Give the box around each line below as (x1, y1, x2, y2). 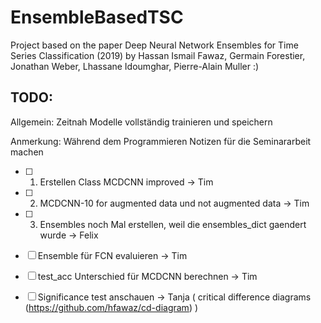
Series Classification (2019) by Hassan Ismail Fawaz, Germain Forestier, (10, 49, 306, 61)
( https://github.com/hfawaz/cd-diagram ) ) (24, 301, 199, 313)
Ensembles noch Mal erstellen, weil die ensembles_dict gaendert (39, 218, 307, 230)
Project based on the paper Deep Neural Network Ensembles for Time (10, 39, 299, 51)
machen (10, 146, 44, 158)
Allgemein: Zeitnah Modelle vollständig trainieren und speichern (10, 116, 273, 128)
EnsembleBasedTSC (10, 6, 184, 29)
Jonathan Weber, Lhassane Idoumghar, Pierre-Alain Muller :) (10, 60, 260, 72)
